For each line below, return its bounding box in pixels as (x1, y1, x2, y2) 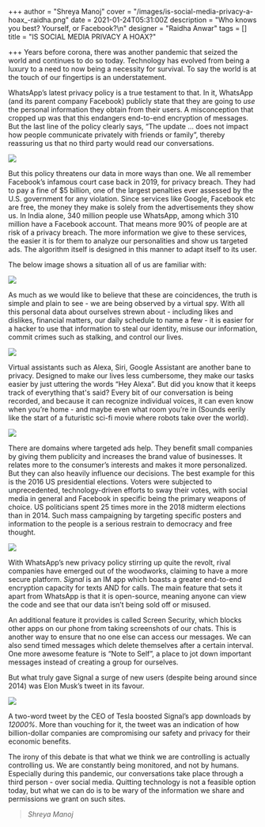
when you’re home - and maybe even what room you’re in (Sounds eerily (8, 404, 246, 414)
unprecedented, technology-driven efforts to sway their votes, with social (8, 485, 248, 495)
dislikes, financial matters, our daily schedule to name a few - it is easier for (8, 316, 255, 324)
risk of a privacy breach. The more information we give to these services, (8, 228, 248, 237)
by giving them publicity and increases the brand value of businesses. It (8, 452, 243, 461)
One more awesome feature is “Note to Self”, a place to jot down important (8, 649, 252, 658)
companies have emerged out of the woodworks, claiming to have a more (8, 566, 248, 576)
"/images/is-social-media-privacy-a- (133, 7, 253, 16)
